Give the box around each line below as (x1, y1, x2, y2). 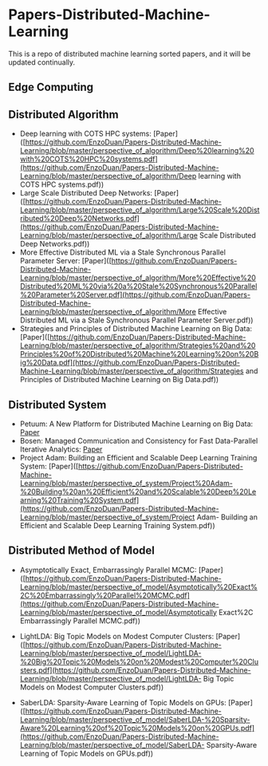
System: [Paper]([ (19, 461, 79, 471)
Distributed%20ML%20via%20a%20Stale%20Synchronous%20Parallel (19, 282, 258, 291)
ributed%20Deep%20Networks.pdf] (19, 214, 140, 223)
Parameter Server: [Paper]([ (19, 256, 112, 266)
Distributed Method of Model (8, 544, 156, 558)
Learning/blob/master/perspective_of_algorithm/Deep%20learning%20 (19, 146, 254, 156)
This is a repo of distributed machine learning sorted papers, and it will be (8, 49, 251, 58)
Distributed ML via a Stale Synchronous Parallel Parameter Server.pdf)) (19, 315, 254, 325)
